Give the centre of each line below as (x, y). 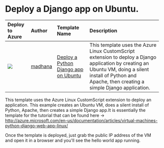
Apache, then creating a (117, 82)
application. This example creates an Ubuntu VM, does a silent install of (77, 105)
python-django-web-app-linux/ (37, 126)
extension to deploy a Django (123, 57)
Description (103, 30)
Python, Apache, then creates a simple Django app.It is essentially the (75, 110)
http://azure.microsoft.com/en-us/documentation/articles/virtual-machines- (81, 120)
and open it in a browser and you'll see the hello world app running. (73, 140)
